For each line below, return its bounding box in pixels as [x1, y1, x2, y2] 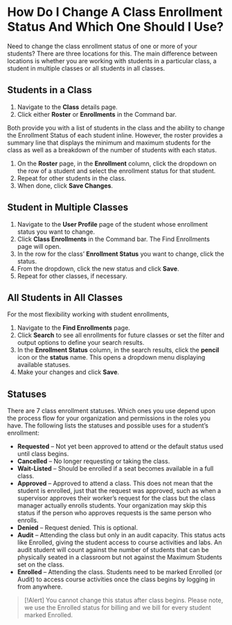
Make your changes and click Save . [17, 368, 120, 376]
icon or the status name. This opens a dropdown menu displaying [17, 353, 206, 362]
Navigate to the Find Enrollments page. [17, 324, 130, 332]
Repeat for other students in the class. [17, 174, 127, 182]
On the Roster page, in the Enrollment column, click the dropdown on [17, 159, 217, 168]
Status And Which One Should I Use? [7, 19, 224, 35]
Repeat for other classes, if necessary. [17, 272, 128, 280]
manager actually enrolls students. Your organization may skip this [17, 501, 207, 510]
